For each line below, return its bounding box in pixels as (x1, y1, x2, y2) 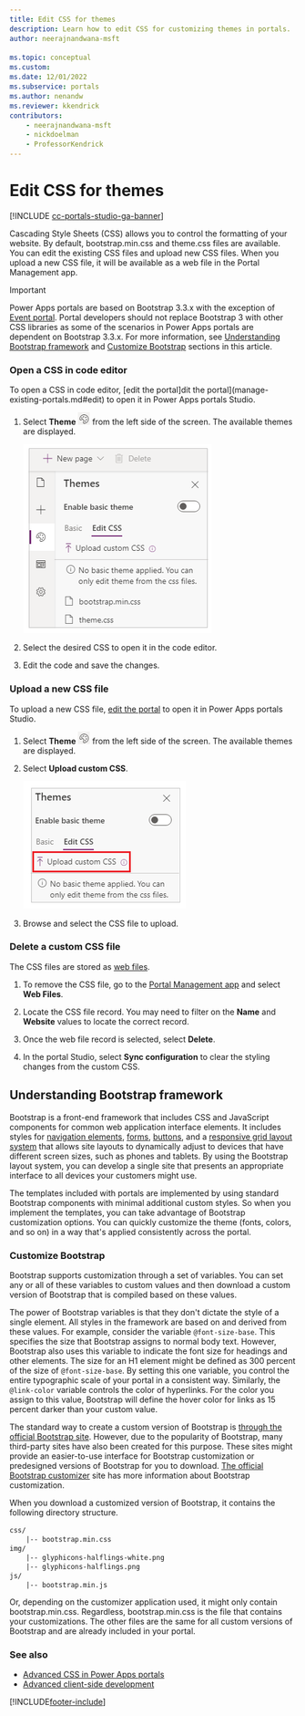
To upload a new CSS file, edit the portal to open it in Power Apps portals (9, 703, 284, 714)
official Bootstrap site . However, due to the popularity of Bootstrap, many (9, 1430, 284, 1441)
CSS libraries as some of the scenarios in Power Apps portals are (9, 321, 254, 332)
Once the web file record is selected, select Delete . (22, 1034, 216, 1045)
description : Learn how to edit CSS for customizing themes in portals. (9, 24, 291, 34)
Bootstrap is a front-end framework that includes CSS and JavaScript (9, 1111, 269, 1122)
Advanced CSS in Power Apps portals (22, 1669, 165, 1680)
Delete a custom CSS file (9, 941, 121, 953)
